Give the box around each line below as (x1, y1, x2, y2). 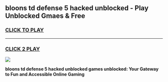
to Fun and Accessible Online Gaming (5, 71, 85, 77)
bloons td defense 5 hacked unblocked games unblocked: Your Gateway (5, 66, 159, 72)
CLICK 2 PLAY (5, 45, 40, 52)
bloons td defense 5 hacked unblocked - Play (5, 4, 149, 12)
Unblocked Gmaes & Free (5, 12, 85, 20)
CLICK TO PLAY (5, 27, 44, 34)
